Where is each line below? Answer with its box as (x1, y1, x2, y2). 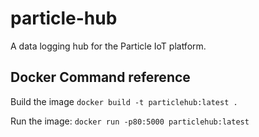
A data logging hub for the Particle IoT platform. (10, 40, 207, 52)
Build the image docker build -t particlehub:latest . (10, 95, 238, 107)
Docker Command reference (10, 69, 191, 86)
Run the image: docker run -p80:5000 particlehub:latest (10, 115, 250, 127)
